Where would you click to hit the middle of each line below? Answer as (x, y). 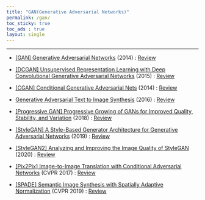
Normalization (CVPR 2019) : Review (61, 191)
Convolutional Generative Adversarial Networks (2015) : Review (95, 76)
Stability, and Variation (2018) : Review (63, 118)
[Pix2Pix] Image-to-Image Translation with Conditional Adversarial (98, 166)
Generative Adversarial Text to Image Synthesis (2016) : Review (95, 100)
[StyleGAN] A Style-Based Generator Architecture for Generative (96, 130)
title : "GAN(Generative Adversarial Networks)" (68, 12)
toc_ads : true (26, 29)
